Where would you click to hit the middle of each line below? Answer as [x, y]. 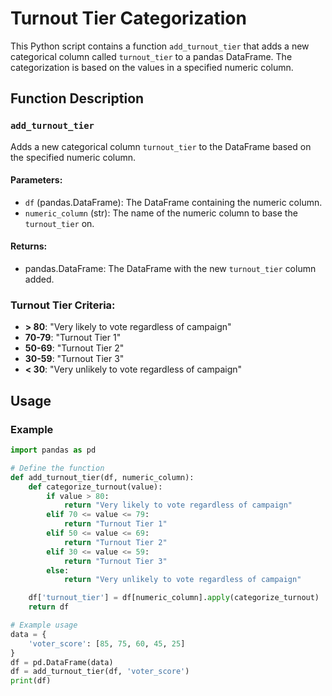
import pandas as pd [53, 450]
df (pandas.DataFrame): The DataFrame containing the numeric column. [173, 202]
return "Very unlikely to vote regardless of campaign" [182, 580]
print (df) [31, 681]
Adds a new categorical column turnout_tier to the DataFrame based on [161, 146]
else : [58, 570]
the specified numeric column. [73, 157]
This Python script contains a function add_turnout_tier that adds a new [160, 46]
